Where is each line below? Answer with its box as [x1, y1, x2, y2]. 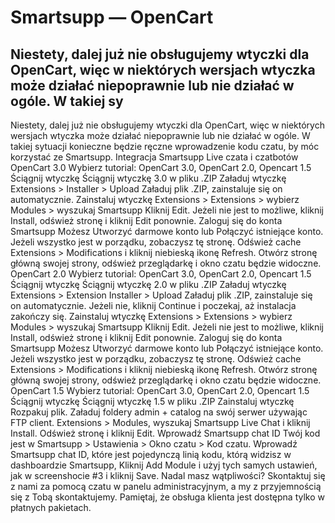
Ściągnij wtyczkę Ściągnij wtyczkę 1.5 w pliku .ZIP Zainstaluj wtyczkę [10, 396, 295, 407]
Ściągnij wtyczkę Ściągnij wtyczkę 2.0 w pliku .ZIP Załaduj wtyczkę [10, 279, 287, 290]
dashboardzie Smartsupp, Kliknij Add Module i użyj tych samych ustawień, [10, 459, 318, 471]
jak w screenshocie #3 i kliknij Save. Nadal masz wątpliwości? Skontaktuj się [10, 470, 326, 481]
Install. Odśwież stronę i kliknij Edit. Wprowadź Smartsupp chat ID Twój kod [10, 427, 321, 439]
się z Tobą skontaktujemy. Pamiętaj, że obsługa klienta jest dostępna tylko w [10, 491, 325, 503]
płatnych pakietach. [10, 502, 92, 513]
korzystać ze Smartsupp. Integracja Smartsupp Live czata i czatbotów [10, 151, 299, 163]
